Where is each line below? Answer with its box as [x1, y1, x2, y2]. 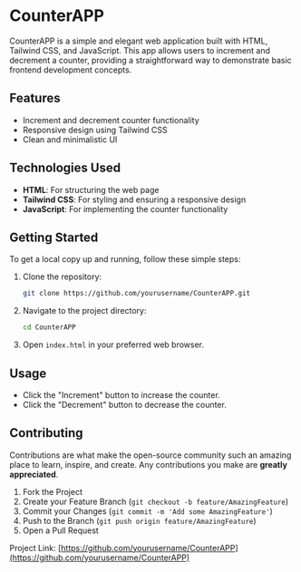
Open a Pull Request [22, 525, 100, 536]
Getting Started [9, 229, 99, 245]
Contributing [9, 425, 83, 441]
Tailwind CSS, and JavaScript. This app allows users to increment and [9, 44, 270, 55]
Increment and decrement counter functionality [22, 114, 199, 125]
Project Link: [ [9, 542, 62, 553]
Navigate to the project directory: [22, 305, 147, 316]
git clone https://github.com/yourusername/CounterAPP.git [22, 289, 251, 298]
